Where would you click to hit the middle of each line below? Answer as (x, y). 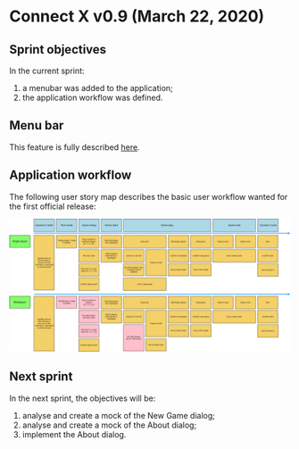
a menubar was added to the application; (98, 88)
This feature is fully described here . (75, 147)
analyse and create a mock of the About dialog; (109, 425)
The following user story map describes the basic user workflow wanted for (149, 196)
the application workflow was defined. (92, 97)
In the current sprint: (47, 71)
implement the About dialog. (74, 434)
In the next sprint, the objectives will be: (83, 398)
